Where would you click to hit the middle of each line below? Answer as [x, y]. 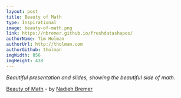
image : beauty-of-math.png [39, 28]
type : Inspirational [32, 22]
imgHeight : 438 [25, 60]
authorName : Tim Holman [35, 39]
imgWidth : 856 [24, 55]
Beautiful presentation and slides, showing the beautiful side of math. [91, 77]
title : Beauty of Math [34, 17]
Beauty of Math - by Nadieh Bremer [50, 89]
